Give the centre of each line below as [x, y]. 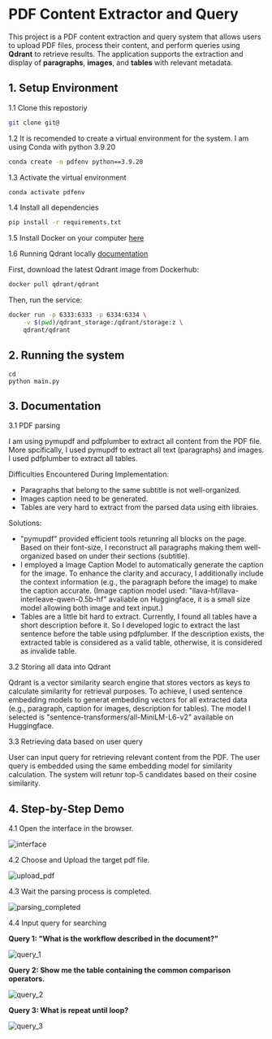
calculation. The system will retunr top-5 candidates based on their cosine [133, 775]
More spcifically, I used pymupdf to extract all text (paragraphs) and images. [136, 450]
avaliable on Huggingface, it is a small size [179, 599]
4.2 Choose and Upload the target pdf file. [79, 860]
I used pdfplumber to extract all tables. [73, 459]
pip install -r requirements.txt [65, 223]
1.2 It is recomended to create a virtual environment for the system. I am [129, 138]
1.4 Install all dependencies [54, 207]
